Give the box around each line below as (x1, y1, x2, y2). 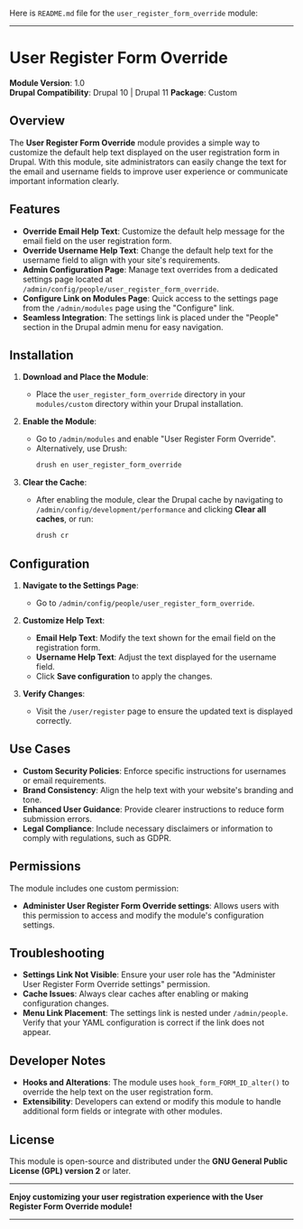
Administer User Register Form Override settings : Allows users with (22, 900, 280, 910)
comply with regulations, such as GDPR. (22, 832, 171, 843)
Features (9, 202, 60, 217)
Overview (9, 113, 66, 129)
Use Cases (9, 742, 71, 757)
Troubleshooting (9, 945, 106, 960)
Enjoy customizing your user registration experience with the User (9, 1191, 264, 1202)
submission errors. (22, 813, 93, 824)
